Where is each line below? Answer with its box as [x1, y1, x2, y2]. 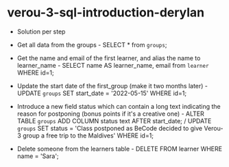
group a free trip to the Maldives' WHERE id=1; [23, 131, 154, 140]
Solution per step [16, 27, 66, 36]
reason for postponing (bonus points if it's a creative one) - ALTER [16, 110, 204, 118]
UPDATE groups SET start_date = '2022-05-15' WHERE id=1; [16, 89, 187, 97]
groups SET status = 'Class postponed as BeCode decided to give [16, 124, 203, 132]
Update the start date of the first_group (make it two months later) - [16, 81, 208, 90]
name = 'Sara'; [16, 152, 60, 160]
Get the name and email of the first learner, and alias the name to [16, 53, 201, 62]
